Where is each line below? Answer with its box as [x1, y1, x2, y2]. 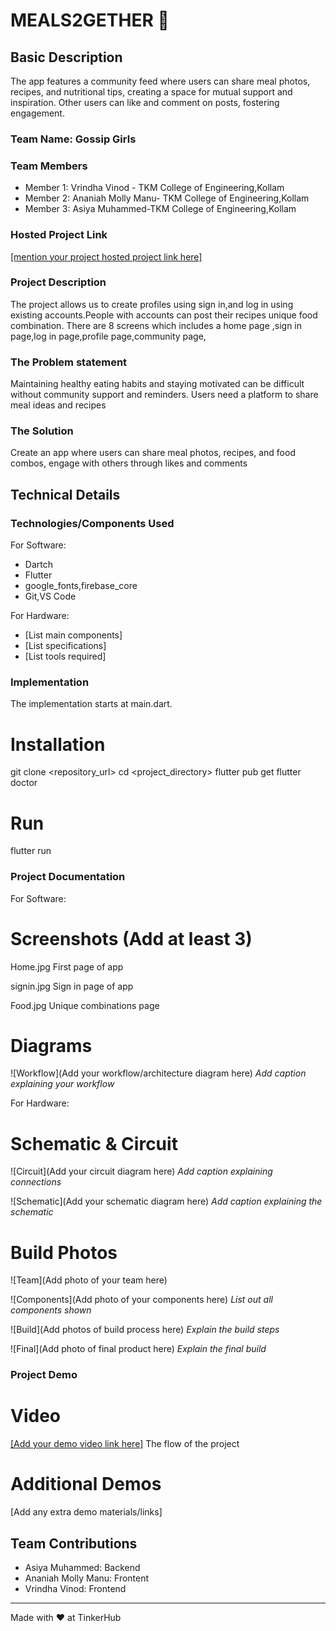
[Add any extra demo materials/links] [10, 1506, 163, 1518]
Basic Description [10, 49, 123, 66]
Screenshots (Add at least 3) [10, 927, 253, 950]
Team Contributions [10, 1535, 138, 1552]
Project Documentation [10, 870, 126, 884]
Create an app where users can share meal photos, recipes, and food [10, 447, 296, 459]
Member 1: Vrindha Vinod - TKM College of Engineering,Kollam [24, 182, 285, 194]
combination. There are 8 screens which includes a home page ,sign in [10, 319, 303, 331]
